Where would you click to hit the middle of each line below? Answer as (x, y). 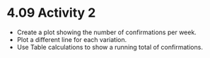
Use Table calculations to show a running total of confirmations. (110, 47)
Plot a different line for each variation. (72, 39)
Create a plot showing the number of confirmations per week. (107, 32)
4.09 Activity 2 (51, 13)
